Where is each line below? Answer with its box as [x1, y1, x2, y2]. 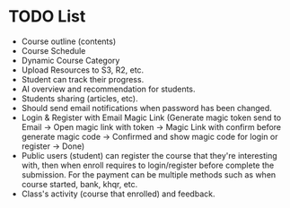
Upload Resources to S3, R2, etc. [21, 65, 145, 75]
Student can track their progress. [21, 74, 145, 84]
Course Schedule [21, 45, 86, 56]
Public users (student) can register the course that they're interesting [21, 150, 277, 160]
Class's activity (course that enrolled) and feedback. [21, 188, 215, 199]
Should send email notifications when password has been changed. [21, 102, 273, 113]
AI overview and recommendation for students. [21, 83, 196, 94]
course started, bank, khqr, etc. [21, 178, 138, 189]
